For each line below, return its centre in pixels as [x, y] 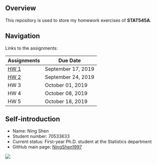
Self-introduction [33, 119]
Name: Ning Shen [30, 131]
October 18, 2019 [66, 101]
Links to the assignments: [31, 48]
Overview [21, 8]
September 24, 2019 [69, 77]
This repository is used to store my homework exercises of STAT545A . [78, 20]
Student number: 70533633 [41, 136]
